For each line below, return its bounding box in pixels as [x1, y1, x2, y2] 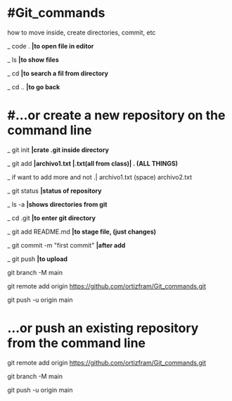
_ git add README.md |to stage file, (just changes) [7, 227, 157, 236]
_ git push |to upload [7, 255, 68, 263]
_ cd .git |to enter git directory [7, 213, 96, 222]
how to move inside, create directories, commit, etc [7, 28, 156, 37]
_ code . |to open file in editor [7, 42, 94, 50]
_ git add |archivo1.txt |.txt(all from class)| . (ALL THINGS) [7, 159, 178, 167]
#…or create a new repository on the [7, 108, 226, 124]
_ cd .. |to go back [7, 82, 60, 91]
